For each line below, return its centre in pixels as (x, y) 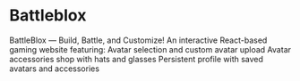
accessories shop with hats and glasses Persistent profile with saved (137, 59)
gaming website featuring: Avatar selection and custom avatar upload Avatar (150, 49)
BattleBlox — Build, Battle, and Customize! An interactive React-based (138, 40)
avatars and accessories (55, 69)
